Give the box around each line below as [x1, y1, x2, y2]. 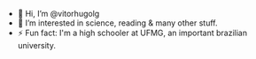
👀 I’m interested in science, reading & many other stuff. [17, 18, 218, 28]
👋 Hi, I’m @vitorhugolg [17, 9, 100, 18]
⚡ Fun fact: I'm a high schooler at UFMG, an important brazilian [17, 27, 248, 38]
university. [17, 41, 56, 50]
